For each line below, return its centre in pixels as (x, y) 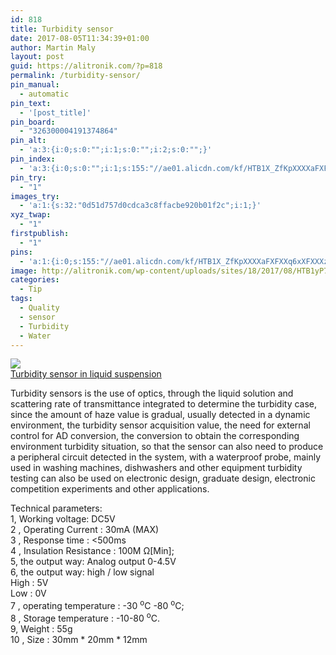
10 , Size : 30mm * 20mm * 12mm (79, 639)
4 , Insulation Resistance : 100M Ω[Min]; (92, 551)
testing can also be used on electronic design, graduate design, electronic (163, 478)
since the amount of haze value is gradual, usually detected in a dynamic (160, 415)
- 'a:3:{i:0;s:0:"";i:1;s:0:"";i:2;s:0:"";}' (116, 150)
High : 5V (29, 583)
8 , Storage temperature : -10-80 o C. (85, 617)
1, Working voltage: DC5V (63, 519)
